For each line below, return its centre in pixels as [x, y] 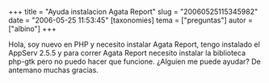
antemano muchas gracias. [53, 70]
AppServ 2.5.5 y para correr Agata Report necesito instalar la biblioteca [127, 53]
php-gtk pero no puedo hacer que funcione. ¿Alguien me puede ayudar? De [134, 61]
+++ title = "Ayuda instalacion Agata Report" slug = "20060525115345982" [133, 12]
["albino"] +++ [32, 29]
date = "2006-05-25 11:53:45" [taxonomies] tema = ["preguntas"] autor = [130, 20]
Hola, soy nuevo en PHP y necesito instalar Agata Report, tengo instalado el [134, 44]
